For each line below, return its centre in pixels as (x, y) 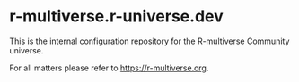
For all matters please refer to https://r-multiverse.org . (109, 68)
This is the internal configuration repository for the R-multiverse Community (149, 41)
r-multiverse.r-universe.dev (116, 16)
